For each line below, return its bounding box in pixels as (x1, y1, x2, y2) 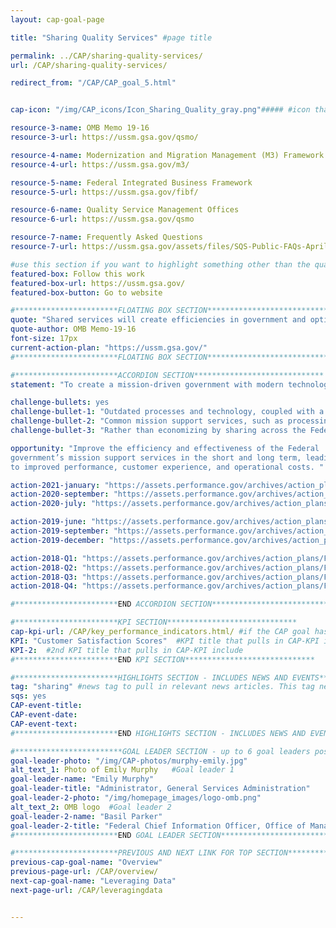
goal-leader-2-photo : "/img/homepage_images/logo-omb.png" (10, 793, 262, 803)
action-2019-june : (10, 517, 87, 527)
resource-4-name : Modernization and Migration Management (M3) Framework (10, 150, 325, 160)
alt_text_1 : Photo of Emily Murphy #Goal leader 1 (10, 765, 235, 775)
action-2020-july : (10, 499, 87, 509)
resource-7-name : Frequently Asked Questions (10, 232, 203, 243)
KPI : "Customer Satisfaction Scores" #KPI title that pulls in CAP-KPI (10, 636, 320, 646)
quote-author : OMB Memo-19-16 (10, 324, 137, 335)
